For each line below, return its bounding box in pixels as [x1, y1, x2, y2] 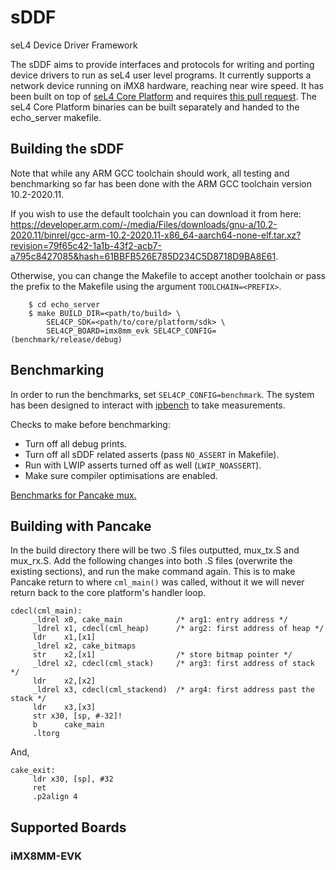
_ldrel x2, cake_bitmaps [32, 641, 137, 651]
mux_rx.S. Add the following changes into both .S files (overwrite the [10, 555, 293, 567]
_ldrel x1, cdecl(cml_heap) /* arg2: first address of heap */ [32, 624, 325, 634]
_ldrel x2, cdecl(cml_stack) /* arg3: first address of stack [32, 659, 315, 669]
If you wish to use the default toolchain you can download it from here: [10, 207, 302, 220]
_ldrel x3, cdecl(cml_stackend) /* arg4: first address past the [32, 685, 315, 695]
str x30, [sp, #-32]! [32, 711, 123, 721]
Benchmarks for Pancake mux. [10, 489, 137, 501]
